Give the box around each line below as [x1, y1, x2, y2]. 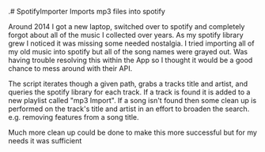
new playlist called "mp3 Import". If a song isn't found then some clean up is [8, 96, 257, 105]
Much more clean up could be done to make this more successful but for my [8, 128, 257, 137]
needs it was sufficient [8, 136, 82, 145]
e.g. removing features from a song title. [8, 113, 140, 121]
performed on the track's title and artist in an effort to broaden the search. [8, 104, 250, 113]
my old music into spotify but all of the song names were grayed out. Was [8, 47, 248, 56]
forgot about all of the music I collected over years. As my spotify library [8, 31, 244, 39]
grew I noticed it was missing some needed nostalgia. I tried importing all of [8, 39, 255, 48]
